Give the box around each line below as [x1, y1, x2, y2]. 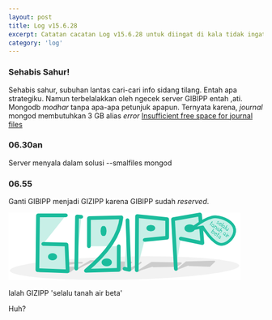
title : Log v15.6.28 [8, 21, 79, 30]
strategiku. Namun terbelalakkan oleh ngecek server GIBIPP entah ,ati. [8, 93, 243, 103]
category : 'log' [8, 39, 63, 47]
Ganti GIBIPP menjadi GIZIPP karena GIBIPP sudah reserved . [8, 197, 210, 207]
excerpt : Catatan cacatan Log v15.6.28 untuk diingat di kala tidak [8, 30, 244, 38]
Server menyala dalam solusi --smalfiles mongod [8, 158, 172, 168]
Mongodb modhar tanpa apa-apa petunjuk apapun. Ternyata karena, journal [8, 102, 263, 112]
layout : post [8, 13, 53, 21]
